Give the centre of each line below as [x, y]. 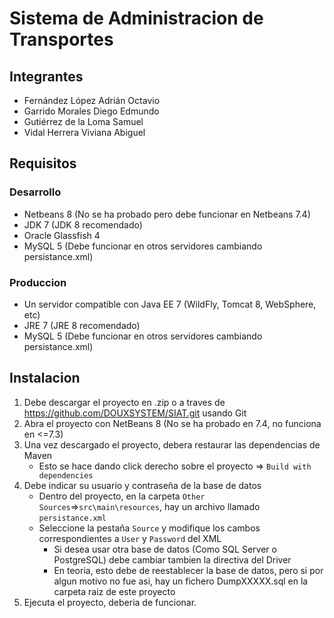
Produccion [38, 282]
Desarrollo [35, 192]
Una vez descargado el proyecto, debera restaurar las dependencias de [172, 444]
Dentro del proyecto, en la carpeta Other [122, 496]
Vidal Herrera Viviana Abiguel [84, 132]
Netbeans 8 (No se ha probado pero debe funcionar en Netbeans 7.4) [167, 214]
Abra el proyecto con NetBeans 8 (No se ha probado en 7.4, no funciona [172, 423]
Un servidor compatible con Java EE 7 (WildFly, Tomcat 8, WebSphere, [170, 304]
